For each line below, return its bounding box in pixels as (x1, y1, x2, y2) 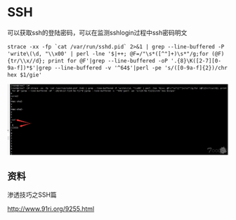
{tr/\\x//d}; (7, 57, 46, 64)
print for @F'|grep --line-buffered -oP (48, 57, 169, 64)
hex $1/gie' (7, 71, 42, 78)
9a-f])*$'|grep (7, 64, 52, 71)
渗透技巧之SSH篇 (7, 190, 58, 199)
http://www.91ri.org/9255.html (7, 205, 95, 213)
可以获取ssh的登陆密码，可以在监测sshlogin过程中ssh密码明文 (7, 28, 188, 37)
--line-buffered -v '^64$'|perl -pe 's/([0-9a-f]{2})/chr (54, 64, 228, 71)
